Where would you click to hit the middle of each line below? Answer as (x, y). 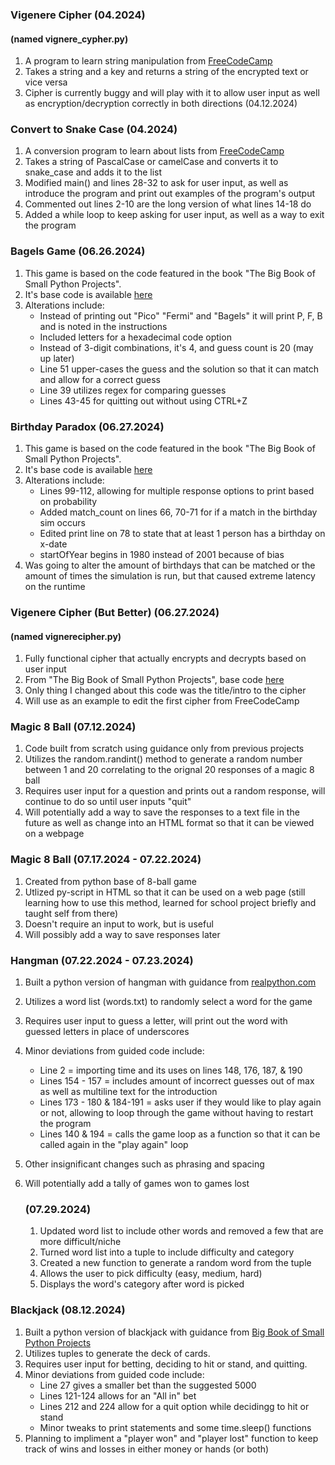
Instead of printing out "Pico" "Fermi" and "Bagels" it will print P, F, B (181, 315)
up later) (57, 358)
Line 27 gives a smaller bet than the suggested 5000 (148, 1385)
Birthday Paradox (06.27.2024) (87, 426)
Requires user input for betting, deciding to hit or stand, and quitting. (166, 1364)
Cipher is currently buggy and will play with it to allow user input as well (172, 93)
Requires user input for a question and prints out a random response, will (175, 791)
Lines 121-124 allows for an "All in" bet (118, 1395)
